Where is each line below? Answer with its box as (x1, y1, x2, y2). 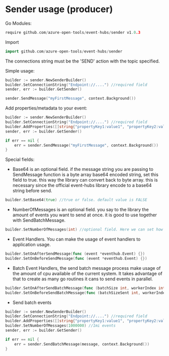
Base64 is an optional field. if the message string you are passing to (12, 166, 153, 172)
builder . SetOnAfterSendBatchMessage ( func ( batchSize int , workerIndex (5, 285, 156, 290)
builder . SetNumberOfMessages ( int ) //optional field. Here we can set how (5, 227, 163, 232)
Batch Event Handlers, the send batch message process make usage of (12, 265, 161, 271)
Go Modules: (5, 20, 32, 26)
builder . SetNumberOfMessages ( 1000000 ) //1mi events (5, 323, 116, 328)
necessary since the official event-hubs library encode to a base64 (12, 183, 152, 189)
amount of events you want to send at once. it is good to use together (12, 212, 157, 218)
